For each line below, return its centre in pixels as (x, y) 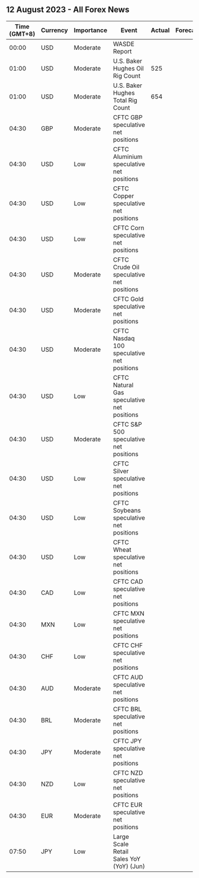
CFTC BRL (127, 709)
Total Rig (125, 100)
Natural (123, 385)
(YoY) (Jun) (129, 866)
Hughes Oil (128, 68)
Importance (91, 30)
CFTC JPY (127, 741)
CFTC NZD (128, 772)
